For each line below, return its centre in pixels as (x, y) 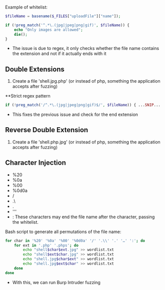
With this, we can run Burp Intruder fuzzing (56, 282)
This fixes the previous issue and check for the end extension (75, 115)
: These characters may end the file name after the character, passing (83, 217)
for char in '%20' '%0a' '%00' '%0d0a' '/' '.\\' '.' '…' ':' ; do (75, 241)
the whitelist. (25, 222)
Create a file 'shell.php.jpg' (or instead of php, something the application (86, 142)
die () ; (21, 34)
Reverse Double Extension (47, 130)
